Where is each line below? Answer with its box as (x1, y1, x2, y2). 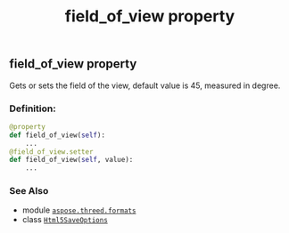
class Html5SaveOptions (21, 214, 109, 225)
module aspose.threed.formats (21, 205, 136, 215)
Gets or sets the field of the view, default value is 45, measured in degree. (9, 80, 281, 91)
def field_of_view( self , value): (9, 156, 134, 165)
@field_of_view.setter (9, 147, 94, 157)
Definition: (9, 102, 56, 115)
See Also (9, 185, 49, 197)
